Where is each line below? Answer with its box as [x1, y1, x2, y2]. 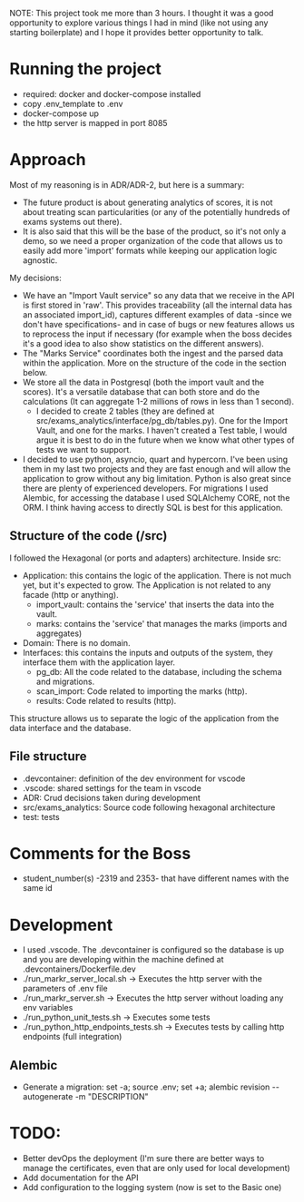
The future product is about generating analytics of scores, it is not [22, 197, 274, 208]
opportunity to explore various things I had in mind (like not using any [9, 17, 269, 28]
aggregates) [35, 628, 83, 639]
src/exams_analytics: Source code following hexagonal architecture [22, 802, 276, 813]
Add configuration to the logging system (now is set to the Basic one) [22, 1182, 282, 1193]
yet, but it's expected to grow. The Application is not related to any [22, 580, 271, 591]
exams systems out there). [22, 216, 123, 227]
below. [22, 366, 48, 377]
